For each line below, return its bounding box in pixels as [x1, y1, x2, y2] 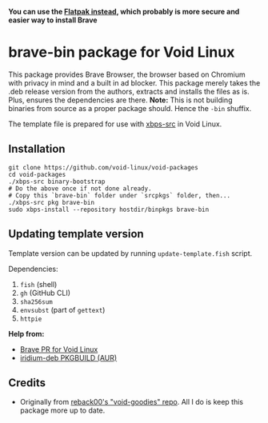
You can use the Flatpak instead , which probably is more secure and [8, 7, 240, 16]
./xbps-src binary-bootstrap [8, 178, 106, 186]
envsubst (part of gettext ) [19, 305, 106, 314]
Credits [8, 376, 46, 389]
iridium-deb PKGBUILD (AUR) [19, 353, 118, 362]
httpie [19, 315, 42, 323]
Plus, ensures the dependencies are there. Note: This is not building [8, 95, 233, 105]
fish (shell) [19, 279, 58, 289]
